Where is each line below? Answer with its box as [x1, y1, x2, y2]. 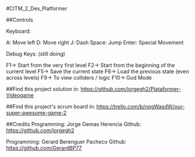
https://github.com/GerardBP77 [6, 145, 82, 151]
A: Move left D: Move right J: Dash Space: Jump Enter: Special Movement [6, 39, 184, 46]
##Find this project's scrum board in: [6, 103, 95, 110]
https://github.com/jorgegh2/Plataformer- [80, 86, 182, 93]
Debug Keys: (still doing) [6, 50, 66, 57]
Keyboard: [6, 28, 31, 35]
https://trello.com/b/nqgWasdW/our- [96, 103, 185, 110]
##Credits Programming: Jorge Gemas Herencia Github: [6, 121, 142, 128]
